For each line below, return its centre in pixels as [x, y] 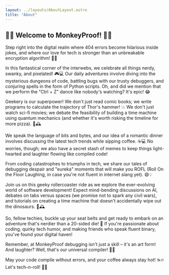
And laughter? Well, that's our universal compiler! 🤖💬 [60, 250]
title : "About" [21, 15]
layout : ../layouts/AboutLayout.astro [46, 10]
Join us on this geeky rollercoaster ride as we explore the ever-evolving [80, 185]
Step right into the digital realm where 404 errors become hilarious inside [82, 47]
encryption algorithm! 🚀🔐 [31, 58]
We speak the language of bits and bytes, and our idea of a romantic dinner [84, 135]
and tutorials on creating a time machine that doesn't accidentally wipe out [83, 201]
